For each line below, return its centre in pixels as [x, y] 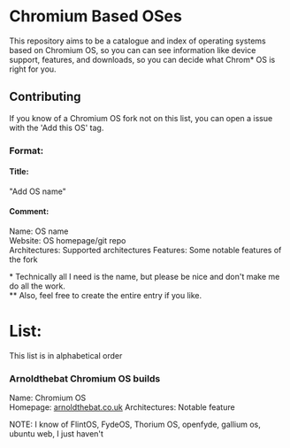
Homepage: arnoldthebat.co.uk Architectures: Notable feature [122, 407]
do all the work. [38, 286]
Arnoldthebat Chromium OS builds [85, 378]
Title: [19, 172]
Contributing [45, 97]
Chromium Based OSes [96, 16]
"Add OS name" [38, 191]
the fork [23, 259]
